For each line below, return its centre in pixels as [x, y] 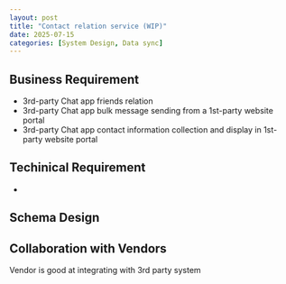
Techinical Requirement [78, 168]
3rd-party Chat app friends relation [88, 101]
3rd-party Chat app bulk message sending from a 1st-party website [148, 111]
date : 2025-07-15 [42, 34]
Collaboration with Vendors [88, 248]
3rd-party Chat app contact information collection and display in [142, 130]
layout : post [34, 18]
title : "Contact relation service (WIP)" [88, 26]
